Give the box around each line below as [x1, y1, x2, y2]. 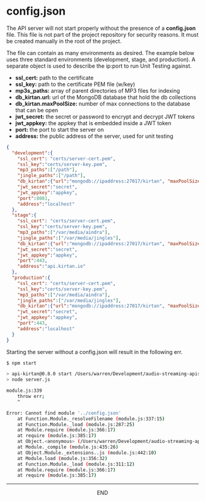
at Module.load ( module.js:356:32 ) [17, 455, 108, 461]
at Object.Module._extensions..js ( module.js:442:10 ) [17, 450, 157, 456]
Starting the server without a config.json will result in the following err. [6, 348, 183, 355]
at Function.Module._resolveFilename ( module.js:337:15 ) [17, 416, 165, 422]
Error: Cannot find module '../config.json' [6, 410, 121, 416]
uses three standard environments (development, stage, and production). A [6, 56, 196, 63]
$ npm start [6, 360, 37, 366]
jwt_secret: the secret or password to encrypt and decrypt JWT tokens [15, 113, 195, 120]
